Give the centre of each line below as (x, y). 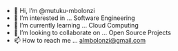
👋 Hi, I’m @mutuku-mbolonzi (54, 11)
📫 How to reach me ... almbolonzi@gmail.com (80, 40)
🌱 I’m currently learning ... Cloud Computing (76, 25)
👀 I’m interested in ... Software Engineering (75, 18)
